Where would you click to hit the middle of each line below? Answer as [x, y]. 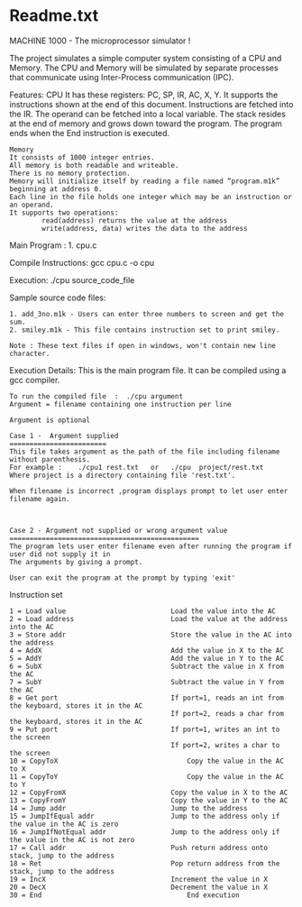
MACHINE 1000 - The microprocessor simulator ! [100, 41]
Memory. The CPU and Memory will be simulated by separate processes [144, 68]
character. [30, 353]
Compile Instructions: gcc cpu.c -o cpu [82, 262]
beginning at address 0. [56, 189]
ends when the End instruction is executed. [89, 133]
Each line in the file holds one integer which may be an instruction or [151, 197]
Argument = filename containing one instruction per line [120, 404]
